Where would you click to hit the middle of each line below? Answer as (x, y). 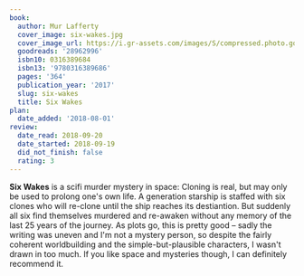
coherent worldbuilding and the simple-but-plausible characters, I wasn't (145, 244)
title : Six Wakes (50, 102)
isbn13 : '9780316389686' (64, 69)
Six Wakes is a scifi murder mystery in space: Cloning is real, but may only (148, 186)
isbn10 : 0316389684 (54, 60)
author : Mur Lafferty (58, 26)
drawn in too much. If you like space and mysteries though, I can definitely (148, 253)
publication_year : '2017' (66, 85)
